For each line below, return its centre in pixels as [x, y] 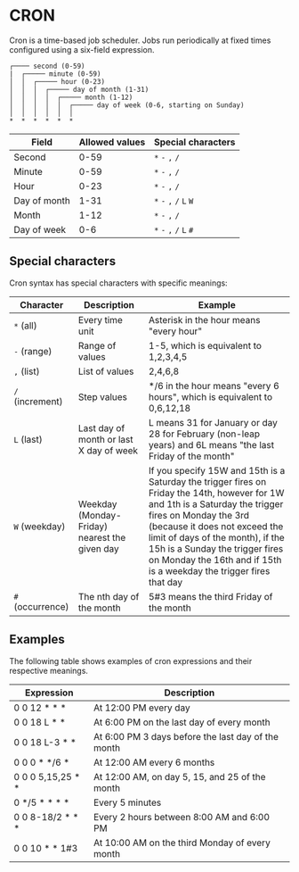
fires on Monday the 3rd [199, 515]
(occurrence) [41, 606]
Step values [103, 396]
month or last [106, 439]
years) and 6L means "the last [211, 444]
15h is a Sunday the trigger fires [216, 548]
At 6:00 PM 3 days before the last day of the [186, 736]
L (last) [28, 439]
